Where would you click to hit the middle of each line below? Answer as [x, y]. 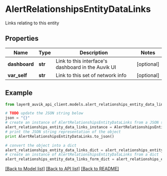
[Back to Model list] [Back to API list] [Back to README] [62, 169]
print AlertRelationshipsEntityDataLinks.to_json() [60, 136]
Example [19, 93]
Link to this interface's [82, 61]
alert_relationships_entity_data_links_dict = [54, 150]
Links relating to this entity [32, 23]
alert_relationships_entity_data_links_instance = [59, 127]
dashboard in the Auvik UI [86, 67]
